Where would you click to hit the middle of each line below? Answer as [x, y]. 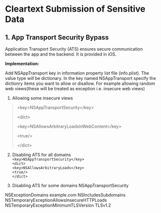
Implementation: [22, 64]
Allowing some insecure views [42, 98]
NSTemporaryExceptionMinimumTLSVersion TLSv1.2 [58, 205]
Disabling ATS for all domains [42, 155]
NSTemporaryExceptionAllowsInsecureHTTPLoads [56, 200]
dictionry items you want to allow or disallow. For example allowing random [80, 83]
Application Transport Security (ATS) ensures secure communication [74, 49]
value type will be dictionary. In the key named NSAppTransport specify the [81, 78]
